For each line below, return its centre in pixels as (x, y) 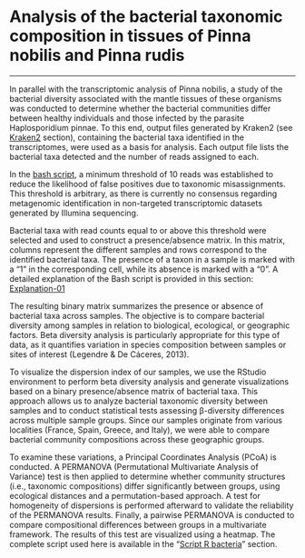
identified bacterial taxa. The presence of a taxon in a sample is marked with (152, 259)
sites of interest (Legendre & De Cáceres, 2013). (99, 354)
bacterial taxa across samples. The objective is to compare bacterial (137, 315)
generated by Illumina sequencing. (74, 213)
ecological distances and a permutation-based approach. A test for (135, 495)
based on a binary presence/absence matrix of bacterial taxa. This (134, 391)
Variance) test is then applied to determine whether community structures (148, 476)
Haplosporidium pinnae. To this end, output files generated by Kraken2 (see (151, 127)
